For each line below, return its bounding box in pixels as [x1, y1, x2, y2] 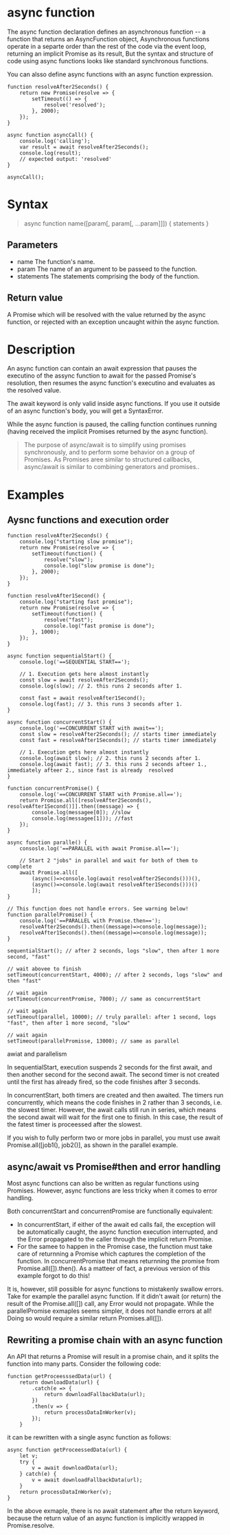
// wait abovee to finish [7, 966, 81, 972]
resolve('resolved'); [43, 101, 106, 108]
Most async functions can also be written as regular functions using [7, 1179, 199, 1188]
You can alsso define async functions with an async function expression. [7, 70, 214, 78]
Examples [7, 487, 65, 503]
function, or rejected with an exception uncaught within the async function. [7, 318, 220, 326]
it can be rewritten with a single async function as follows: [7, 1433, 172, 1441]
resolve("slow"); [43, 556, 94, 563]
